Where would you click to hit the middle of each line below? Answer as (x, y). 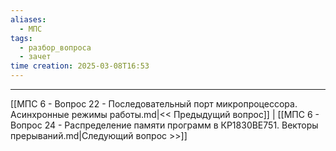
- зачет (35, 57)
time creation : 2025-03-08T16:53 (80, 66)
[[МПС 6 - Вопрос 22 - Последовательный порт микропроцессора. (154, 104)
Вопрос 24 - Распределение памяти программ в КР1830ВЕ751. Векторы (164, 125)
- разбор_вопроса (55, 47)
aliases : (28, 19)
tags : (21, 38)
